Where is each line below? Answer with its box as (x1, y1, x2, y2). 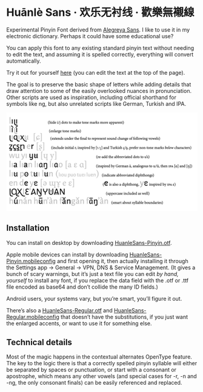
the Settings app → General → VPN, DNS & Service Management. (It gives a (6, 264, 196, 271)
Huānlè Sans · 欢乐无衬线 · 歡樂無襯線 (6, 5, 195, 19)
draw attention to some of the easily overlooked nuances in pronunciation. (6, 87, 192, 94)
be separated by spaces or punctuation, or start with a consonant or (6, 366, 177, 374)
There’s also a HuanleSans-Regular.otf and (6, 306, 113, 314)
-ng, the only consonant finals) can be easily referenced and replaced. (6, 379, 182, 387)
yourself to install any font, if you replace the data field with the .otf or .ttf (6, 277, 189, 284)
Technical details (6, 337, 73, 348)
